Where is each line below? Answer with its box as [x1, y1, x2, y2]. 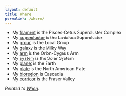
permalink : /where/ [5, 16, 45, 21]
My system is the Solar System [12, 56, 74, 61]
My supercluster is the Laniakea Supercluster [12, 35, 103, 40]
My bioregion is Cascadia [12, 71, 63, 77]
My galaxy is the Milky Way [12, 45, 67, 51]
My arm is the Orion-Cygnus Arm [12, 50, 79, 56]
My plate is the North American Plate [12, 66, 86, 72]
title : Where [5, 12, 31, 17]
